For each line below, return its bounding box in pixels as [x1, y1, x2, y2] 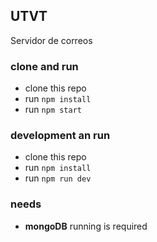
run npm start [24, 104, 82, 116]
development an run [10, 129, 111, 143]
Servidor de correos [10, 34, 93, 46]
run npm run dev [24, 172, 92, 184]
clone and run [10, 59, 79, 73]
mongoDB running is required [24, 220, 148, 232]
